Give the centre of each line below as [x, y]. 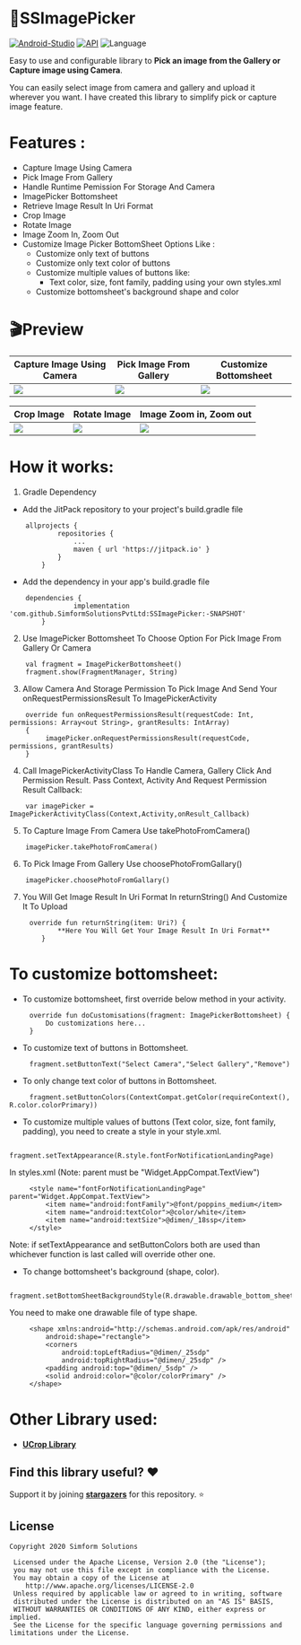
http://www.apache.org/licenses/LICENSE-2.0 [110, 1586]
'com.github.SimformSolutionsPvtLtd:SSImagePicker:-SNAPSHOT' [128, 614]
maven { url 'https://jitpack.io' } [142, 549]
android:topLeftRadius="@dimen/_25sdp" [136, 1352]
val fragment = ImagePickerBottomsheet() [103, 664]
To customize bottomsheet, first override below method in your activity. [154, 999]
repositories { [86, 533]
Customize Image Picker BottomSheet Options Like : [118, 244]
